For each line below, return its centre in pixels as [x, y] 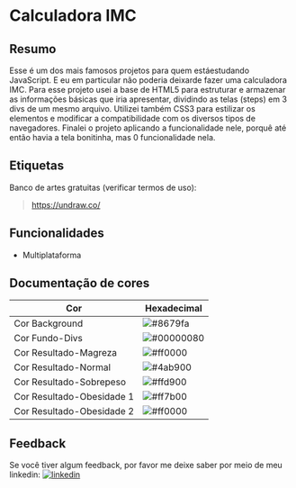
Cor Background [49, 323]
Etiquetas [37, 166]
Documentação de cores [80, 283]
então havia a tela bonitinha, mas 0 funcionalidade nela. [112, 137]
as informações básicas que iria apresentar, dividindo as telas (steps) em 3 [148, 99]
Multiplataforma [52, 255]
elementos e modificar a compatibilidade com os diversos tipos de [133, 118]
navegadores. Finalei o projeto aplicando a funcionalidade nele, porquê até [148, 128]
